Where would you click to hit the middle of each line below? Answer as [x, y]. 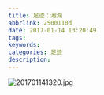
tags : [17, 38]
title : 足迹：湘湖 [35, 15]
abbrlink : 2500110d [40, 23]
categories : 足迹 [35, 52]
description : [30, 60]
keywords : [24, 45]
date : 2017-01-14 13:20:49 [52, 30]
